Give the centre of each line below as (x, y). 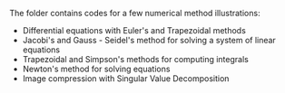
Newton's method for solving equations (96, 69)
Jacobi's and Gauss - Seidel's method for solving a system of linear (149, 40)
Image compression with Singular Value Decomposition (126, 79)
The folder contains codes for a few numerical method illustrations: (135, 13)
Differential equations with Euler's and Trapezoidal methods (134, 30)
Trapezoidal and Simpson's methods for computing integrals (136, 59)
